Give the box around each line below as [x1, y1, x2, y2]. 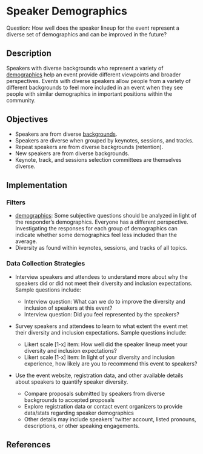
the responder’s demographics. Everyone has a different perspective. [15, 218, 189, 225]
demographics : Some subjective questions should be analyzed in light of [15, 212, 197, 219]
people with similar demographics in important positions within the [6, 90, 173, 98]
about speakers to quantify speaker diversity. [15, 378, 128, 386]
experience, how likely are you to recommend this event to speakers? [24, 359, 198, 367]
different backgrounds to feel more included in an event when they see [6, 84, 183, 91]
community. [6, 96, 36, 104]
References [6, 439, 51, 450]
